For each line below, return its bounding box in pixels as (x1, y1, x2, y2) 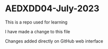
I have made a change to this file (5, 28, 71, 34)
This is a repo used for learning (5, 19, 68, 25)
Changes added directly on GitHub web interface (5, 38, 104, 44)
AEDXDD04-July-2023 (5, 3, 100, 14)
